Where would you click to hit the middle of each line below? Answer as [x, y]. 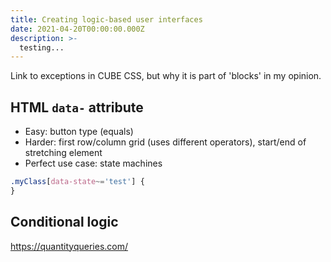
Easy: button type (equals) [79, 132]
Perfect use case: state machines [93, 163]
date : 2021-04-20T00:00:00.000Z [77, 29]
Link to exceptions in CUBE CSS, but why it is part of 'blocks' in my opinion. [166, 76]
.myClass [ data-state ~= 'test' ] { [77, 182]
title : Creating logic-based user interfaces [106, 19]
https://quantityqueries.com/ [69, 246]
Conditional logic [64, 222]
